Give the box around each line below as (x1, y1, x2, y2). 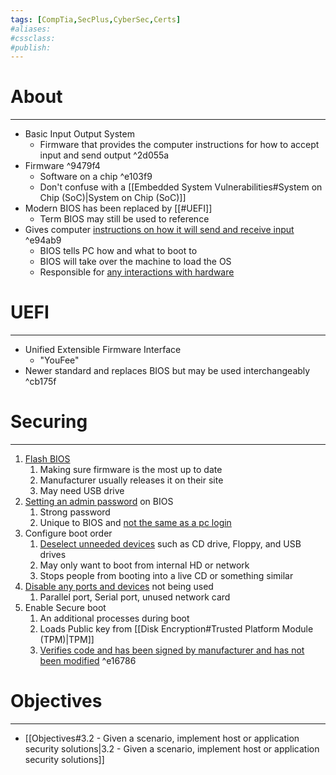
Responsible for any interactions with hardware (39, 266, 235, 278)
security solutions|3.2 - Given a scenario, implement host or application (24, 743, 320, 755)
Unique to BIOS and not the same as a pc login (39, 517, 232, 529)
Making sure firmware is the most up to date (39, 464, 223, 476)
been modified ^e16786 (39, 655, 137, 667)
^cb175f (24, 376, 57, 388)
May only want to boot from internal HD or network (39, 559, 250, 571)
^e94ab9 (24, 234, 62, 246)
